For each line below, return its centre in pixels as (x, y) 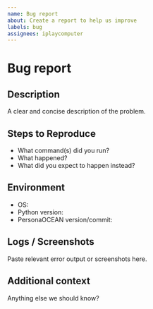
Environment (36, 188)
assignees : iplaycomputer (45, 34)
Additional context (49, 281)
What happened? (42, 158)
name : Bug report (33, 14)
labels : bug (25, 27)
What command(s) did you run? (63, 151)
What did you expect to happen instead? (76, 166)
